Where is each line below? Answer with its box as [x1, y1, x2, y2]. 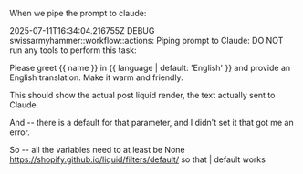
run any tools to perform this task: [9, 45, 137, 56]
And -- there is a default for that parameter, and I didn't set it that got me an [9, 118, 294, 128]
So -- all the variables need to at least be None [9, 145, 185, 155]
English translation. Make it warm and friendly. [9, 72, 184, 83]
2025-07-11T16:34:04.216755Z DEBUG [9, 26, 155, 36]
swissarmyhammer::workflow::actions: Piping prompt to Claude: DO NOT [9, 36, 284, 46]
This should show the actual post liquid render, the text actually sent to [9, 90, 276, 100]
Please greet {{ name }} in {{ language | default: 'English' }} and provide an [9, 63, 291, 73]
